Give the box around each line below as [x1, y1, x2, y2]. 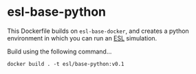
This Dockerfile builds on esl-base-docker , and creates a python [7, 27, 189, 35]
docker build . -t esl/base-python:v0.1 [7, 60, 125, 67]
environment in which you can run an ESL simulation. [7, 34, 157, 42]
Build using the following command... [7, 47, 112, 56]
